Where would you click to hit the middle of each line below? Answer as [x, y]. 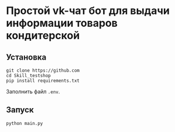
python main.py [25, 123]
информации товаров [62, 23]
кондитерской [43, 36]
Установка [26, 57]
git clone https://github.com [43, 71]
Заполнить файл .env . [33, 91]
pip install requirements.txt [43, 81]
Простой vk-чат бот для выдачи [88, 11]
